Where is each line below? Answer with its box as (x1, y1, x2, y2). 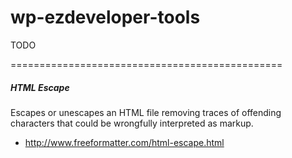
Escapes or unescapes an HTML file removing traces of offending (10, 106, 282, 118)
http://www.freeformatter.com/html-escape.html (24, 136, 225, 148)
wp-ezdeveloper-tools (10, 6, 201, 29)
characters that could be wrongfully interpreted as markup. (10, 117, 254, 129)
